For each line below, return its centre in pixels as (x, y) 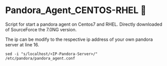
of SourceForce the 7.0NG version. (41, 29)
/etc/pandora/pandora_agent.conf (40, 58)
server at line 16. (22, 44)
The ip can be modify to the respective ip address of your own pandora (79, 39)
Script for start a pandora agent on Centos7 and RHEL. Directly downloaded (84, 24)
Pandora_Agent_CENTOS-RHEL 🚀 (76, 10)
